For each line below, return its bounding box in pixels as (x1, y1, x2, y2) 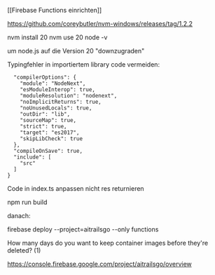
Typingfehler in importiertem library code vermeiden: (7, 60, 160, 69)
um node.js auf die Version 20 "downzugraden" (7, 47, 145, 55)
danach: (7, 212, 31, 220)
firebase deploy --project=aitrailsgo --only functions (7, 225, 159, 234)
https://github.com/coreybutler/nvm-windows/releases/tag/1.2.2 (7, 20, 193, 27)
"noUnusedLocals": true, (20, 105, 92, 112)
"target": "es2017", (20, 129, 80, 136)
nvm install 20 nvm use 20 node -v (7, 33, 108, 41)
